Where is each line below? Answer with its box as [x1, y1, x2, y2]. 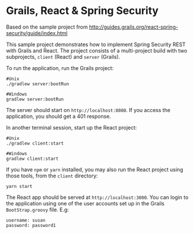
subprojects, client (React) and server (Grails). [6, 53, 120, 60]
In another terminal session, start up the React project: [6, 124, 137, 131]
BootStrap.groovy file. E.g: [6, 206, 69, 213]
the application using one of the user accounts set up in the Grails [6, 200, 165, 207]
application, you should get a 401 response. [6, 113, 111, 120]
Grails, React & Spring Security [6, 4, 159, 18]
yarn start [6, 183, 33, 189]
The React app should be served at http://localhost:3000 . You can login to [6, 194, 189, 201]
